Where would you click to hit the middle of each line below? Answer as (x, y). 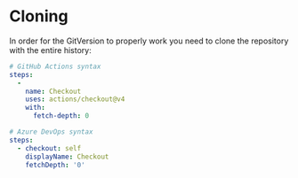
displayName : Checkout (67, 157)
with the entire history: (50, 50)
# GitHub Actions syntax (55, 66)
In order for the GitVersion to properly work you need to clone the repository (149, 41)
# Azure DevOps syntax (51, 132)
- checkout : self (49, 148)
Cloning (39, 16)
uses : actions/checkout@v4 (75, 99)
